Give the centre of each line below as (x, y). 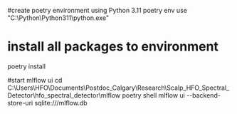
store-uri (20, 103)
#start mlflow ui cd (35, 80)
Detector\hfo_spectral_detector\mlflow (64, 95)
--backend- (203, 95)
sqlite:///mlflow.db (61, 103)
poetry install (27, 66)
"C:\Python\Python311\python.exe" (58, 18)
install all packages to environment (113, 47)
